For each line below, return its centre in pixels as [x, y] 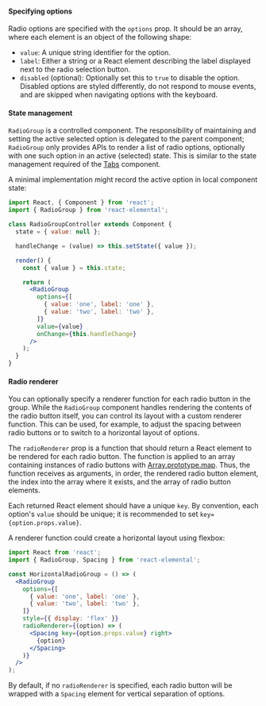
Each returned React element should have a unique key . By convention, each [133, 506]
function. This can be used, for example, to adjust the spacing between [125, 424]
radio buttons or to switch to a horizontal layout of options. [104, 433]
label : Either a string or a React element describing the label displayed [135, 61]
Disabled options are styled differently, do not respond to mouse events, [138, 87]
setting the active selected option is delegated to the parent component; [126, 139]
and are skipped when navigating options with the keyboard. [119, 95]
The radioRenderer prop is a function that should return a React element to [130, 448]
